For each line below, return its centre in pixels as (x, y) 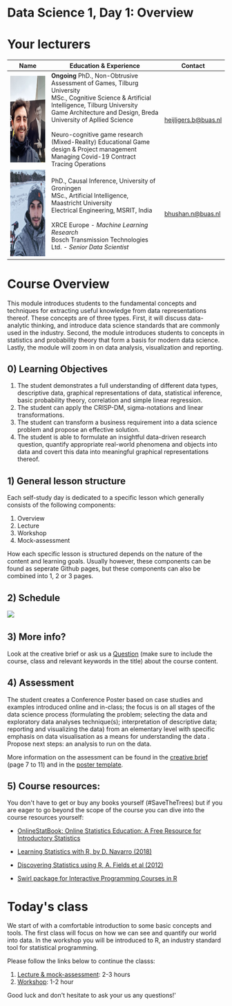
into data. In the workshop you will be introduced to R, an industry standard (114, 940)
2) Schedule (34, 598)
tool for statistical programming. (53, 948)
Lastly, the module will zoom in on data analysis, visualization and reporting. (115, 347)
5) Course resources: (54, 786)
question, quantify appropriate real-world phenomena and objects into (117, 444)
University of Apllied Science (92, 120)
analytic (18, 325)
